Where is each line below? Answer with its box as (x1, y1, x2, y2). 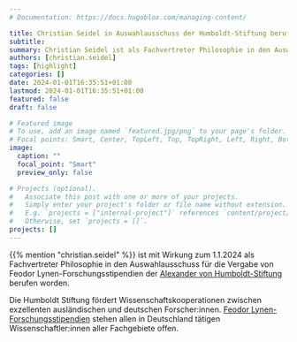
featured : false (9, 95, 69, 103)
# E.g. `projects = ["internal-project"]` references (9, 209, 219, 217)
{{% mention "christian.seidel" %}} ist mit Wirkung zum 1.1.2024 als (9, 249, 255, 260)
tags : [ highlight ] (9, 62, 77, 71)
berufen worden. (9, 277, 71, 288)
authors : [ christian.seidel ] (9, 54, 117, 63)
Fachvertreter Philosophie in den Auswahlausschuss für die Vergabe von (9, 258, 274, 270)
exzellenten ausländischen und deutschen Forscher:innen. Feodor (9, 304, 250, 315)
